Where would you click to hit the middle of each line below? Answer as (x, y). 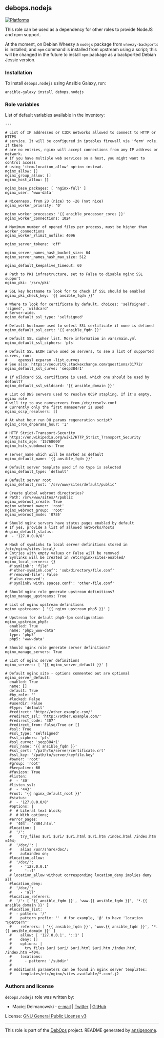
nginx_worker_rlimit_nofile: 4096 (40, 236)
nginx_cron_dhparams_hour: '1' (37, 425)
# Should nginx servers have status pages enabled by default (70, 523)
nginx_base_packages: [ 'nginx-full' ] (46, 188)
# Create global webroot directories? (44, 493)
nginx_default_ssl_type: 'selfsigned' (44, 317)
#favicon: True (25, 772)
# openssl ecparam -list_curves (42, 360)
